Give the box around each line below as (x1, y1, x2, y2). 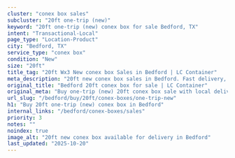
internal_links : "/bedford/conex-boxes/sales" (7, 108, 145, 115)
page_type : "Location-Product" (7, 36, 99, 43)
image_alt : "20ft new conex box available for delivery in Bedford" (7, 134, 211, 141)
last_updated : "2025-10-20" (7, 141, 90, 148)
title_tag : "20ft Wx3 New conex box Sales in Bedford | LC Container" (7, 69, 218, 76)
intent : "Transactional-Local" (7, 29, 99, 37)
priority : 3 (7, 114, 42, 121)
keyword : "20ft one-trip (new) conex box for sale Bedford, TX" (7, 23, 199, 30)
